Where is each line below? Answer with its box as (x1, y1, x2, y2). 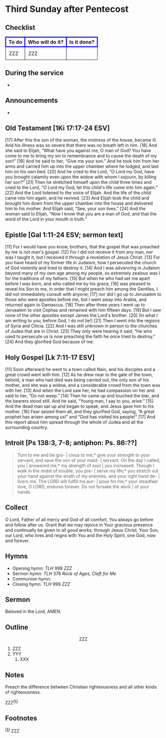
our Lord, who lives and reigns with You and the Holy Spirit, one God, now (5, 532, 156, 538)
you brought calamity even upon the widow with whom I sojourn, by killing (5, 174, 157, 180)
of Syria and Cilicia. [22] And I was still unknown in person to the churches (5, 323, 158, 329)
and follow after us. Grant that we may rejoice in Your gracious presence (5, 521, 153, 527)
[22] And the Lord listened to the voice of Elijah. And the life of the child (5, 190, 151, 196)
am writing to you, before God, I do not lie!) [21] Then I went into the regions (5, 318, 160, 324)
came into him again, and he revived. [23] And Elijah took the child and (5, 195, 150, 201)
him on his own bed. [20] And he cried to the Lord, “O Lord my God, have (5, 169, 155, 175)
